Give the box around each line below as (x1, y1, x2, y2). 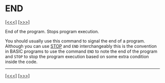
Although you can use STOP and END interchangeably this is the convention (5, 43, 157, 49)
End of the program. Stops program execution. (5, 28, 99, 34)
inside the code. (5, 59, 38, 64)
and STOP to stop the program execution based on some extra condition (5, 53, 149, 59)
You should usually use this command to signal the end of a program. (5, 38, 145, 44)
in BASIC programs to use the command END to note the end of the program (5, 48, 158, 54)
